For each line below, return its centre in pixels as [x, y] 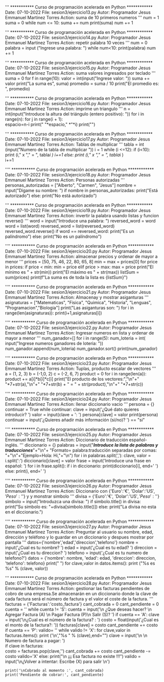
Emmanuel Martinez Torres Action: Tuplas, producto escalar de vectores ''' [81, 369]
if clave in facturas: [24, 646]
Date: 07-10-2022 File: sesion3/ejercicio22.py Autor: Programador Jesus [78, 328]
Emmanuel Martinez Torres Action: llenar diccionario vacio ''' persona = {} [80, 404]
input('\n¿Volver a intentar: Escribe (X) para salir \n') [58, 661]
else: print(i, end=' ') [26, 471]
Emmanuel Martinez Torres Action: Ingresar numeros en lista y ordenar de [80, 333]
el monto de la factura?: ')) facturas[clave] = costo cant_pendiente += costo [82, 625]
